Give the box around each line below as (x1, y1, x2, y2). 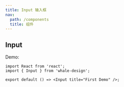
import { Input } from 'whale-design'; (5, 68, 90, 74)
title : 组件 (10, 21, 34, 27)
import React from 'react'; (5, 64, 65, 69)
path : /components (10, 17, 49, 22)
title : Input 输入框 (5, 7, 47, 13)
